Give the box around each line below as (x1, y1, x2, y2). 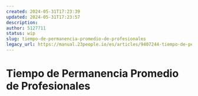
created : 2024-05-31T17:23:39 (6, 8, 81, 15)
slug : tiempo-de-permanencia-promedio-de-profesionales (6, 36, 146, 42)
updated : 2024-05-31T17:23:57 (6, 14, 81, 20)
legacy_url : (6, 42, 35, 48)
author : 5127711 (6, 25, 46, 31)
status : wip (6, 31, 35, 37)
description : (6, 19, 38, 25)
